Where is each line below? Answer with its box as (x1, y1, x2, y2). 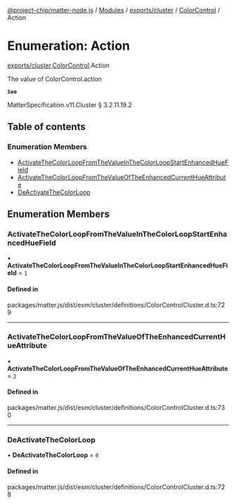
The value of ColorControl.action (7, 74, 102, 83)
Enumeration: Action (7, 38, 130, 54)
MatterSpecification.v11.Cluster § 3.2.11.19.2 (7, 100, 132, 109)
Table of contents (7, 121, 86, 133)
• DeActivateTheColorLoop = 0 (7, 451, 99, 459)
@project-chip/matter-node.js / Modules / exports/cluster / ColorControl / (7, 6, 221, 14)
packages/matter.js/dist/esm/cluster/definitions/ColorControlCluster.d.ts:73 (7, 404, 225, 412)
